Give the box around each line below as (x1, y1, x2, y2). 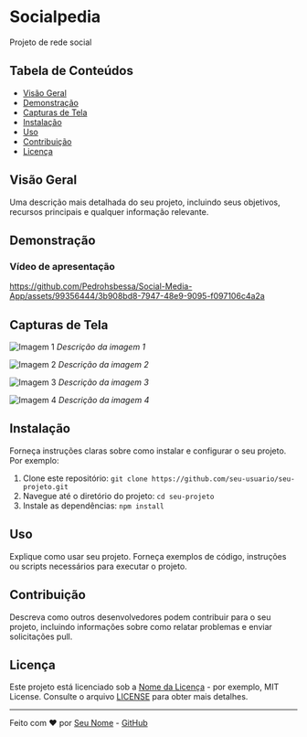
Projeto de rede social (9, 37, 92, 48)
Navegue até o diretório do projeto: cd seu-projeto (22, 490, 215, 501)
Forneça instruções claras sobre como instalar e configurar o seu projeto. (9, 445, 287, 456)
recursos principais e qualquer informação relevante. (9, 206, 209, 217)
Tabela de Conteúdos (9, 63, 134, 79)
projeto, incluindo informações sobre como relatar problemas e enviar (9, 621, 272, 632)
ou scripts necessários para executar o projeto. (9, 561, 187, 571)
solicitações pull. (9, 631, 73, 642)
